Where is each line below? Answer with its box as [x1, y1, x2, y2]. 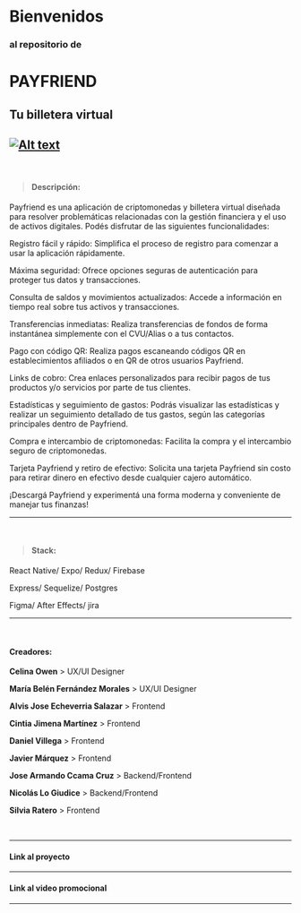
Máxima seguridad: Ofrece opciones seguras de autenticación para [9, 264, 258, 275]
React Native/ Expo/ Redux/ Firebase [9, 564, 146, 575]
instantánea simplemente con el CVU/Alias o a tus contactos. [9, 328, 235, 339]
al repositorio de [9, 39, 82, 51]
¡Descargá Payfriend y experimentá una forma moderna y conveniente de [9, 489, 281, 500]
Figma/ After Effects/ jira [9, 599, 100, 610]
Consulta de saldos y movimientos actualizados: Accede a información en [9, 291, 282, 302]
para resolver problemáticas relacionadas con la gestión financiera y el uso [9, 211, 287, 221]
